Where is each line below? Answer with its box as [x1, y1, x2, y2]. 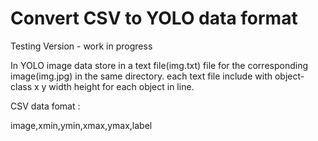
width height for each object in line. [48, 80, 195, 92]
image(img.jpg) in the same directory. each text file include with [10, 70, 273, 82]
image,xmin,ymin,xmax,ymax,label [10, 119, 153, 131]
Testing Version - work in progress [10, 40, 153, 52]
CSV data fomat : [10, 100, 81, 112]
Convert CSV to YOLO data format [10, 7, 298, 30]
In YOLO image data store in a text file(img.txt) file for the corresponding [10, 59, 308, 71]
